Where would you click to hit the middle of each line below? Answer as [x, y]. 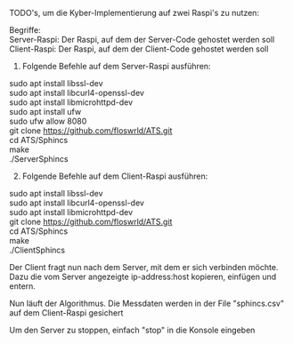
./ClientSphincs [37, 250]
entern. [22, 286]
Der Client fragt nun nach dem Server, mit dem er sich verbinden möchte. [144, 267]
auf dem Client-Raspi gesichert [66, 313]
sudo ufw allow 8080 [48, 121]
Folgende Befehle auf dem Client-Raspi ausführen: [115, 176]
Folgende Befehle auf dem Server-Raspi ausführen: [116, 66]
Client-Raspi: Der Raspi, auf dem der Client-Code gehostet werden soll [139, 49]
